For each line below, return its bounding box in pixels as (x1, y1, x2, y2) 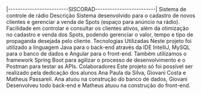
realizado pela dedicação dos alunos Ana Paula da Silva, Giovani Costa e (6, 69, 186, 76)
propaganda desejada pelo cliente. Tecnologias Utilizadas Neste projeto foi (6, 38, 192, 44)
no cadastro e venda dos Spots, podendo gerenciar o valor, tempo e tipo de (6, 31, 194, 38)
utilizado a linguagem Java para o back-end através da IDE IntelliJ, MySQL (6, 44, 190, 51)
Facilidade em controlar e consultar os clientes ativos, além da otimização (6, 24, 189, 32)
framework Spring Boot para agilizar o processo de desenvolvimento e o (6, 57, 186, 63)
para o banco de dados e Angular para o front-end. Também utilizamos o (6, 50, 187, 57)
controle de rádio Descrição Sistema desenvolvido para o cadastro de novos (6, 12, 196, 19)
